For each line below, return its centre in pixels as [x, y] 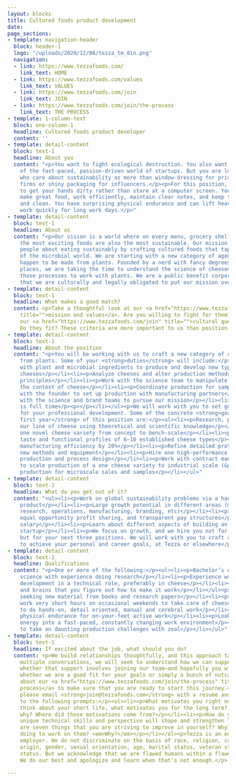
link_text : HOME [44, 73]
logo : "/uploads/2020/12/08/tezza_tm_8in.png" [83, 54]
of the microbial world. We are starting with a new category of [118, 256]
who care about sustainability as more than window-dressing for [118, 177]
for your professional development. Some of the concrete [106, 413]
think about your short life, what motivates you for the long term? [124, 708]
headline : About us [42, 230]
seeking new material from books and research [89, 596]
